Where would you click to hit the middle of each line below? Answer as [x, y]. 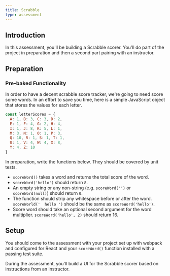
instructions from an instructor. [38, 269]
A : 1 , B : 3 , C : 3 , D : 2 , [36, 119]
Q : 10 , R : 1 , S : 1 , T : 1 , [37, 138]
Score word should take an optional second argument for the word [82, 209]
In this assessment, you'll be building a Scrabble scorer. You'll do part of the [85, 47]
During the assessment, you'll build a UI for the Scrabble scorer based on [82, 263]
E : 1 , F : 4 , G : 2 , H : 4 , [36, 124]
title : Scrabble [22, 10]
